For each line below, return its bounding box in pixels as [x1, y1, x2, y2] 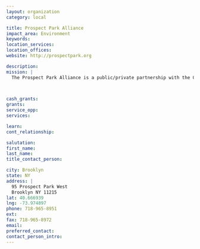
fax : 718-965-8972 [6, 217, 52, 223]
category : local [6, 14, 46, 20]
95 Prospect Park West [11, 183, 68, 189]
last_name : [6, 151, 33, 157]
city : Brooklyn [6, 167, 44, 173]
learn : [6, 123, 23, 129]
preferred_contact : [6, 228, 55, 234]
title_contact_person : [6, 156, 62, 163]
